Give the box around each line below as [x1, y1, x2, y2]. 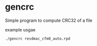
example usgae [5, 27, 35, 32]
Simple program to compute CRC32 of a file [5, 17, 93, 23]
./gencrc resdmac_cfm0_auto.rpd [5, 36, 70, 41]
